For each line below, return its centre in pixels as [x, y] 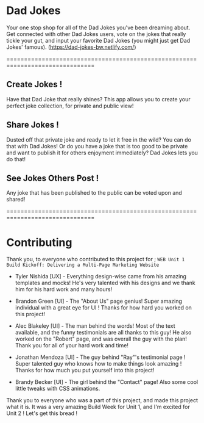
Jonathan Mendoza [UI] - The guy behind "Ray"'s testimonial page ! [100, 357]
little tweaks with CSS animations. [58, 389]
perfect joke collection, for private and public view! [70, 106]
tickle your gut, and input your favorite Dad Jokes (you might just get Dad [98, 40]
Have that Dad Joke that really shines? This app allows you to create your [98, 99]
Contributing [39, 242]
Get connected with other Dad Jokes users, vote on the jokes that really [96, 34]
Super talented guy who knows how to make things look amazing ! [98, 364]
